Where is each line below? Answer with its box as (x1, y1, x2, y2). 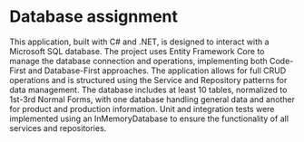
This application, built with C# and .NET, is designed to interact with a (9, 36, 270, 47)
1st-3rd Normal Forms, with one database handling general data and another (9, 93, 295, 105)
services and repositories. (9, 122, 107, 133)
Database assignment (9, 6, 179, 27)
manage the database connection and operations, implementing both (9, 55, 268, 66)
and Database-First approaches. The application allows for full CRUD (27, 65, 287, 76)
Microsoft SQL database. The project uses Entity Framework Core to (9, 45, 265, 56)
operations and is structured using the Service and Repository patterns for (9, 74, 288, 85)
